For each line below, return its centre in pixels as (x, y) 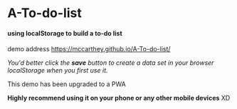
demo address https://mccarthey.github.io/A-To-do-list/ (89, 49)
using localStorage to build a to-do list (65, 33)
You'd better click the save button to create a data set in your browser (111, 63)
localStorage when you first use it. (58, 71)
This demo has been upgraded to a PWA (67, 84)
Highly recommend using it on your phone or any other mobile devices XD (119, 98)
